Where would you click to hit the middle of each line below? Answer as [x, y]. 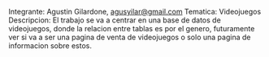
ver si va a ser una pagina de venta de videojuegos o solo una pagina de [130, 37]
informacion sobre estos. [50, 46]
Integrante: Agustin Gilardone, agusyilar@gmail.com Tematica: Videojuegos [135, 12]
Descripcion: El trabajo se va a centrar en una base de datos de [115, 20]
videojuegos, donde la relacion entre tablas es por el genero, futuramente [132, 28]
